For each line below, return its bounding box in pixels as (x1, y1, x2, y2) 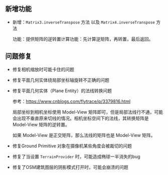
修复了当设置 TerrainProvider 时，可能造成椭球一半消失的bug (12, 153, 140, 159)
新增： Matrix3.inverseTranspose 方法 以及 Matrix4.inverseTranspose (12, 19, 155, 25)
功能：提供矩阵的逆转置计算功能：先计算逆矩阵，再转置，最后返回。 (12, 36, 153, 42)
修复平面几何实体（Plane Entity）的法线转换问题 (12, 87, 112, 94)
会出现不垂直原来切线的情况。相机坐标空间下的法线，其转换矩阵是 (12, 115, 149, 121)
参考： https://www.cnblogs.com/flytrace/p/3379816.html (12, 98, 131, 104)
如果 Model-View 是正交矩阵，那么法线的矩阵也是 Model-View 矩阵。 (12, 132, 155, 138)
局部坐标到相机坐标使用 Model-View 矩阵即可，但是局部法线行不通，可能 (12, 109, 163, 115)
